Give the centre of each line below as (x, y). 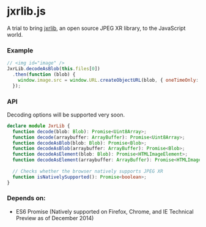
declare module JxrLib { (39, 126)
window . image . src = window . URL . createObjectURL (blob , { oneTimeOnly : (109, 80)
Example (20, 50)
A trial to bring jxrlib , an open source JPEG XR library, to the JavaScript (96, 28)
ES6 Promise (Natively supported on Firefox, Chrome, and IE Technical (105, 211)
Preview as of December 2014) (55, 218)
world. (15, 34)
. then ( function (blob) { (44, 74)
